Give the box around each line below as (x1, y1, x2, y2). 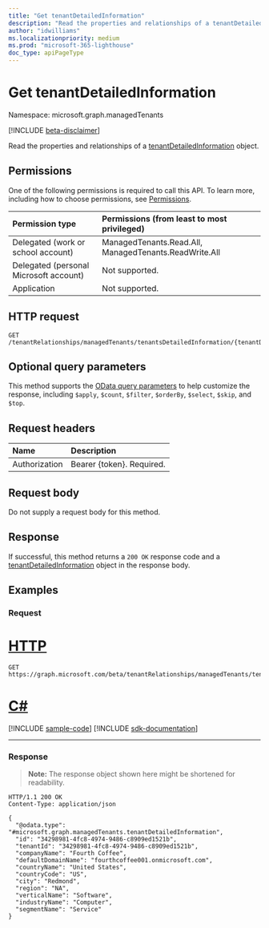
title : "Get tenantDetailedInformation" (8, 11, 146, 20)
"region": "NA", (15, 885, 70, 893)
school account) (12, 246, 74, 257)
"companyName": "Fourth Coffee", (15, 849, 127, 857)
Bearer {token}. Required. (70, 458, 166, 470)
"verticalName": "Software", (15, 891, 113, 900)
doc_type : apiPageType (8, 49, 84, 57)
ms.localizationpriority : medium (8, 34, 120, 42)
